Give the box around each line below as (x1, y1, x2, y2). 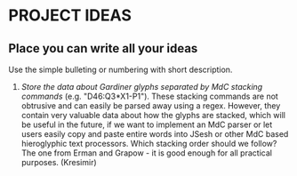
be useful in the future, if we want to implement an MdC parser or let (20, 119, 273, 130)
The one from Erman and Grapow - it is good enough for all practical (20, 148, 273, 158)
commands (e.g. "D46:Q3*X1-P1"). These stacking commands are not (20, 91, 279, 101)
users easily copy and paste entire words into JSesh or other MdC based (20, 129, 289, 139)
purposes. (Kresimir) (20, 157, 97, 167)
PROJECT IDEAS (8, 5, 132, 26)
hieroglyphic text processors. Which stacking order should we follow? (20, 139, 277, 148)
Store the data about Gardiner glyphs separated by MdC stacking (20, 82, 263, 92)
